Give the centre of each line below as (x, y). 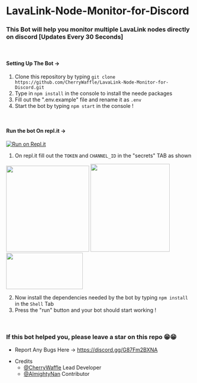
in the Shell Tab (34, 304)
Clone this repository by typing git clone (65, 76)
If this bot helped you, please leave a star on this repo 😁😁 (91, 337)
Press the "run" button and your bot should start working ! (85, 310)
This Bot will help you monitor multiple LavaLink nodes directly (98, 30)
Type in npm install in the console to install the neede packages (93, 93)
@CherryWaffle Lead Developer (62, 368)
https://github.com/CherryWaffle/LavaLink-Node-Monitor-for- (92, 82)
